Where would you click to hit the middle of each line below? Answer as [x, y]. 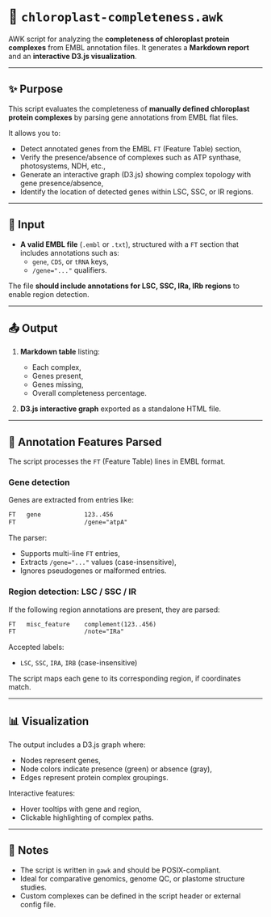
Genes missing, [58, 384]
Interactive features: [42, 793]
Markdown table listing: [60, 352]
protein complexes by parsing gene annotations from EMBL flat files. [123, 117]
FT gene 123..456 [61, 515]
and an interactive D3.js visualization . [73, 56]
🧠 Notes [29, 850]
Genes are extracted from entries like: [71, 500]
